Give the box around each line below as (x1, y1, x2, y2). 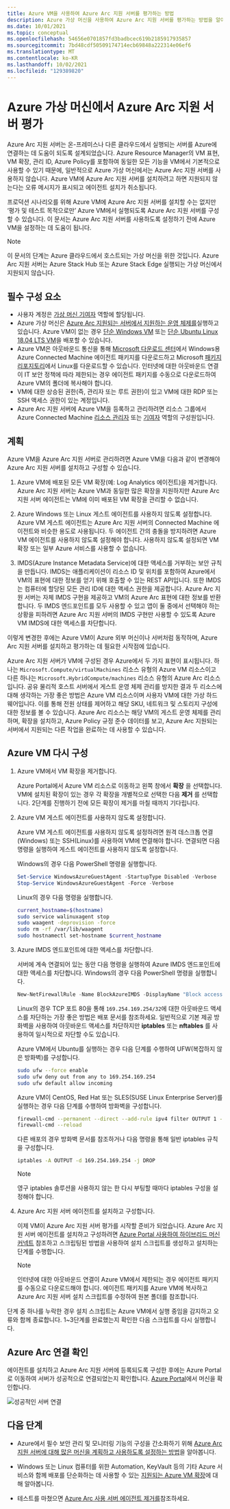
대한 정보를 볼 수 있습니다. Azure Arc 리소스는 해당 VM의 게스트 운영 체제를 (7, 708, 209, 716)
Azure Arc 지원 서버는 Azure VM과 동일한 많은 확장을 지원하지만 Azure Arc (16, 487, 220, 495)
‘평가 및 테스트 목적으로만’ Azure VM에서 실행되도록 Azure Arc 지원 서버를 (7, 207, 207, 215)
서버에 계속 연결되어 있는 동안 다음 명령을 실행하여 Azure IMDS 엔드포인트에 (16, 960, 221, 968)
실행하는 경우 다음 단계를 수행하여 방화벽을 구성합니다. (16, 1102, 162, 1110)
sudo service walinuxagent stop (16, 913, 110, 920)
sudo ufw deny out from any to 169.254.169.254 (16, 1073, 155, 1080)
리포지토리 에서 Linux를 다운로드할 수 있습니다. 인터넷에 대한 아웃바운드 (16, 362, 207, 370)
